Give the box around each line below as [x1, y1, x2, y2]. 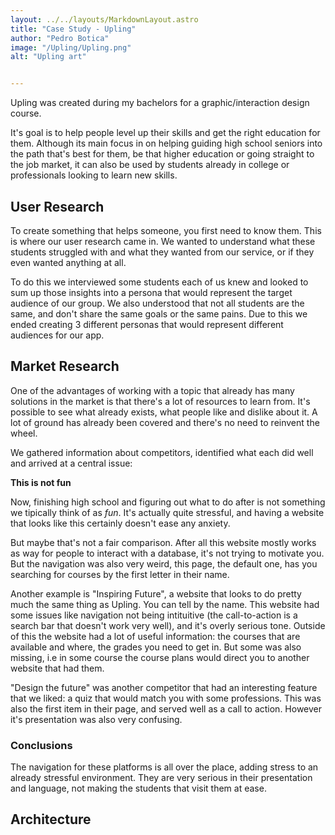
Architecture [10, 811, 92, 828]
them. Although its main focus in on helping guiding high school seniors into [10, 137, 323, 150]
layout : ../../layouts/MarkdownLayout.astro [10, 14, 199, 25]
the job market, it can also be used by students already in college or [10, 159, 290, 171]
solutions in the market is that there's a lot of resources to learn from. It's [10, 395, 311, 407]
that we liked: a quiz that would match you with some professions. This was [10, 692, 322, 704]
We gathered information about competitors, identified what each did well [10, 446, 314, 458]
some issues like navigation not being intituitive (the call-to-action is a [10, 609, 298, 621]
